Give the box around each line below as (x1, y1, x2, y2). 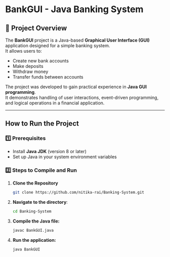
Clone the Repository (12, 180, 58, 186)
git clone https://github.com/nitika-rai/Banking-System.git (12, 190, 145, 195)
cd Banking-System (12, 209, 52, 214)
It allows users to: (5, 48, 42, 54)
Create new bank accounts (12, 58, 69, 64)
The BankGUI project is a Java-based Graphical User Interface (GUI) (5, 37, 150, 43)
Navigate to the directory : (12, 199, 68, 205)
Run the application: (12, 237, 57, 243)
